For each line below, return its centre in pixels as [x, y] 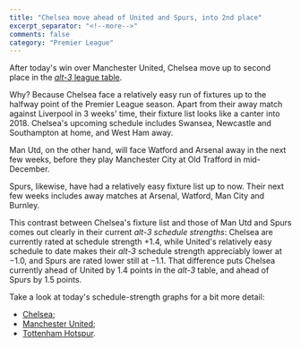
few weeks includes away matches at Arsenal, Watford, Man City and [137, 196]
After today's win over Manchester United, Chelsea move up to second [140, 68]
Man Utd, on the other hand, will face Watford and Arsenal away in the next [148, 150]
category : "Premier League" [62, 42]
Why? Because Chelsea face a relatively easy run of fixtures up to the [138, 95]
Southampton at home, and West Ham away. [91, 133]
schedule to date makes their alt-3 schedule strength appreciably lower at [146, 251]
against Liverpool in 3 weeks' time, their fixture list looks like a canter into [145, 114]
